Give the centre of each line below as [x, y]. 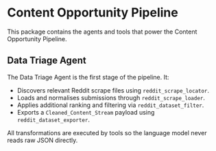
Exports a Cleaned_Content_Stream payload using [86, 112]
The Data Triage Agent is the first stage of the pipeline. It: [88, 77]
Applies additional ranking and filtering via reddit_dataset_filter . [110, 105]
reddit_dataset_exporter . [53, 119]
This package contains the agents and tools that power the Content [102, 32]
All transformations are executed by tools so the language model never [107, 132]
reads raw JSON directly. [43, 140]
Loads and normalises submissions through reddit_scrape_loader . [111, 97]
